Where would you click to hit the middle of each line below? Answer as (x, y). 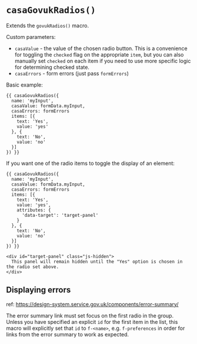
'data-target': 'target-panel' (60, 215)
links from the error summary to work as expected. (68, 334)
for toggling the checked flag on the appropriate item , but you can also (99, 54)
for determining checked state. (52, 67)
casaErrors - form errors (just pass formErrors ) (72, 73)
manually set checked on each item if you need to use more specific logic (103, 61)
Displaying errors (39, 290)
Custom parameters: (31, 37)
